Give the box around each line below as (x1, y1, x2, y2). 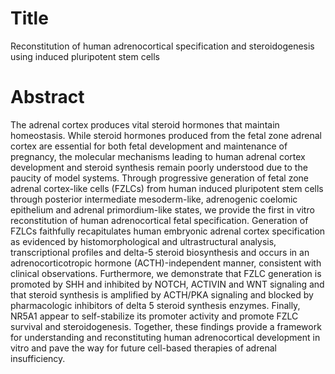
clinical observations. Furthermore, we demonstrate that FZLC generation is (10, 267, 322, 279)
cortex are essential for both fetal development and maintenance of (10, 140, 288, 152)
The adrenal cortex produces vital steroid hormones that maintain (10, 118, 280, 131)
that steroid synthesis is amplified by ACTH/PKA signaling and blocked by (10, 288, 314, 301)
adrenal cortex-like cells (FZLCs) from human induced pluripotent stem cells (10, 182, 324, 194)
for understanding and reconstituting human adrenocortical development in (10, 331, 321, 343)
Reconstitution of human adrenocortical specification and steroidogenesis (10, 40, 315, 52)
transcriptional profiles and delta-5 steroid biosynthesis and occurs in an (10, 246, 310, 258)
